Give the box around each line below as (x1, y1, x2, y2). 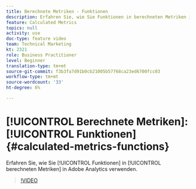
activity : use (6, 30, 41, 36)
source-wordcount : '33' (6, 80, 64, 85)
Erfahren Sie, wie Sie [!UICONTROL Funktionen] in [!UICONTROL (6, 159, 162, 166)
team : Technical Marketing (6, 42, 72, 47)
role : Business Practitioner (6, 52, 77, 58)
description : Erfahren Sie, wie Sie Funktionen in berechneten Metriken (6, 14, 187, 20)
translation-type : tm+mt (6, 63, 66, 69)
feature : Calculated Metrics (6, 19, 77, 25)
